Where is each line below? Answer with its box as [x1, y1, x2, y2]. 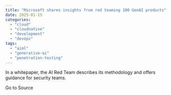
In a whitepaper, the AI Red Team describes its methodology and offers [5, 69, 156, 75]
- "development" [10, 31, 45, 36]
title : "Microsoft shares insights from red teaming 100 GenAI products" [5, 7, 167, 13]
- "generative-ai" [10, 50, 50, 55]
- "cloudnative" [10, 27, 45, 32]
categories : [5, 17, 31, 22]
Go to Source [5, 85, 33, 91]
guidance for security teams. [5, 75, 67, 81]
